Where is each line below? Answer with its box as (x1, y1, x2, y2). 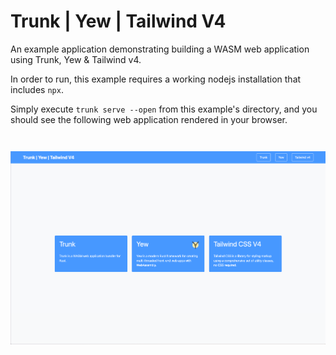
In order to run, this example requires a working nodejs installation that (10, 73, 302, 85)
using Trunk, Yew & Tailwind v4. (10, 53, 142, 65)
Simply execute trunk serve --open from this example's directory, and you (10, 103, 318, 115)
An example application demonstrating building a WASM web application (10, 43, 310, 55)
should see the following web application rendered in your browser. (10, 113, 288, 125)
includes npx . (10, 83, 64, 95)
